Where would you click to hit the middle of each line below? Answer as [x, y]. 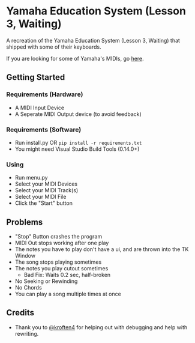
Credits [20, 313]
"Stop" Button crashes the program [58, 237]
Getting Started [36, 77]
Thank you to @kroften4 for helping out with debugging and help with [101, 327]
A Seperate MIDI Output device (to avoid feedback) [78, 114]
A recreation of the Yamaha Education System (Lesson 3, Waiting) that [93, 40]
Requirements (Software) [44, 129]
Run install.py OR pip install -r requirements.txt [78, 142]
